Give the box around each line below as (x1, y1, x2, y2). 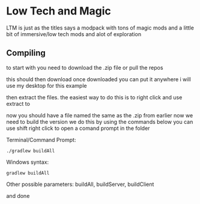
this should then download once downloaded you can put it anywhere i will (6, 75, 191, 82)
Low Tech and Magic (6, 4, 111, 18)
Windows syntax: (6, 158, 49, 165)
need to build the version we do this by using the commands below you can (6, 118, 193, 125)
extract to (6, 100, 30, 107)
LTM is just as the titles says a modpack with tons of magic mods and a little (6, 24, 194, 31)
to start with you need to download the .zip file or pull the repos (6, 64, 163, 71)
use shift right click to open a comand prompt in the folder (6, 125, 150, 132)
